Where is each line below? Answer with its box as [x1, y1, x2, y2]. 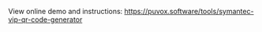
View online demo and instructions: [8, 7, 123, 16]
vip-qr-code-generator [8, 15, 83, 24]
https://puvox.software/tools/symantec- [124, 7, 254, 16]
